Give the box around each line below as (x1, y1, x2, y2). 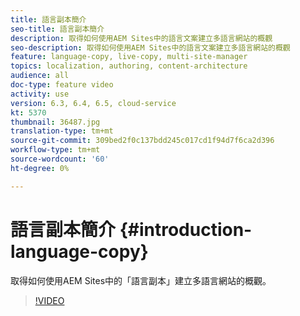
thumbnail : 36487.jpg (10, 117, 101, 127)
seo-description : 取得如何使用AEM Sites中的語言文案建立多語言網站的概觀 (10, 42, 291, 53)
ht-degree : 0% (10, 163, 70, 173)
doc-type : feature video (10, 80, 114, 90)
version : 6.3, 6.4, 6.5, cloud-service (10, 98, 177, 108)
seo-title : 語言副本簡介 (10, 24, 105, 34)
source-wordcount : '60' (10, 154, 110, 164)
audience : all (10, 71, 70, 81)
